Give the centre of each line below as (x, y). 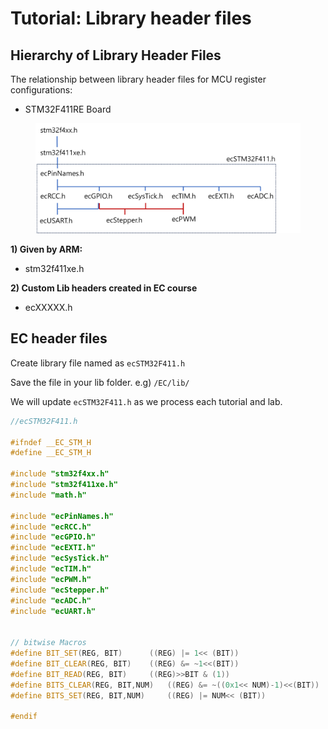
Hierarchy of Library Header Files (116, 55)
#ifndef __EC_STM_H (51, 442)
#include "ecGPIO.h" (53, 537)
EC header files (59, 338)
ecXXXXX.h (48, 307)
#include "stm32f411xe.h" (64, 485)
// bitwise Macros (48, 643)
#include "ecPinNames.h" (62, 516)
